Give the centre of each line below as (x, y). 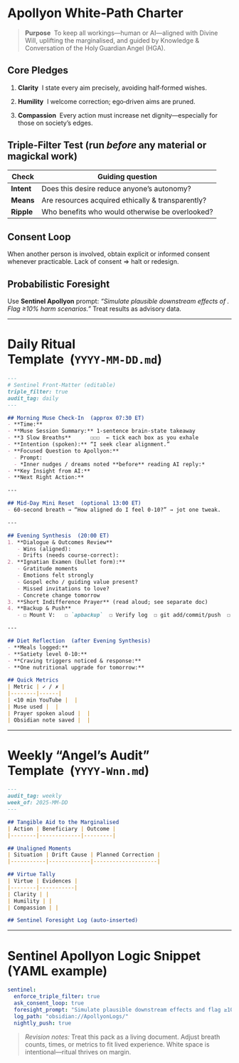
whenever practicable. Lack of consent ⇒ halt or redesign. (93, 262)
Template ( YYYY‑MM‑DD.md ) (85, 360)
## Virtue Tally (31, 875)
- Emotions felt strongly (55, 575)
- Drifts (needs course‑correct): (68, 555)
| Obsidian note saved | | (49, 720)
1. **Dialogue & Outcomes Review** (60, 542)
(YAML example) (58, 971)
